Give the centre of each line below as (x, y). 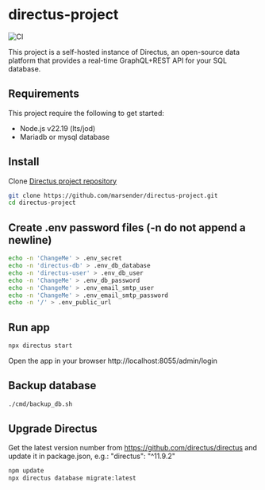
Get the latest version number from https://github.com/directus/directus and (133, 448)
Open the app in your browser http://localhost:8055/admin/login (113, 361)
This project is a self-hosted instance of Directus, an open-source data (124, 52)
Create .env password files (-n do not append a (127, 228)
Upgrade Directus (53, 429)
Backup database (52, 386)
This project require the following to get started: (86, 113)
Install (24, 162)
